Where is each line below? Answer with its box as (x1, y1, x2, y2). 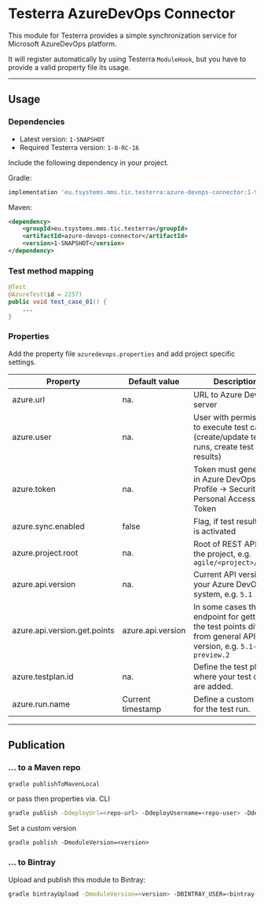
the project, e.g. (193, 548, 251, 559)
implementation (8, 188, 58, 196)
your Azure (193, 578, 234, 589)
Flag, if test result (193, 515, 258, 526)
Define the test (193, 661, 248, 672)
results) (193, 451, 222, 462)
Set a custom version (8, 823, 77, 833)
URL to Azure (193, 389, 243, 400)
